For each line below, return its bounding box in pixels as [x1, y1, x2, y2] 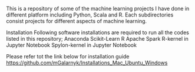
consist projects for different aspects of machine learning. [6, 18, 147, 24]
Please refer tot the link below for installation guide [6, 53, 130, 60]
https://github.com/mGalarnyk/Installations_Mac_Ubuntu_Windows [6, 59, 168, 66]
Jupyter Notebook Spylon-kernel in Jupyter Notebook [6, 41, 137, 48]
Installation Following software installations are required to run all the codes [6, 29, 190, 36]
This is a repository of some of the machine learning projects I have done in [6, 5, 190, 12]
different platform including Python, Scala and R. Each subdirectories [6, 11, 174, 18]
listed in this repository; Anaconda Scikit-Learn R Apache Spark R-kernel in [6, 35, 189, 42]
